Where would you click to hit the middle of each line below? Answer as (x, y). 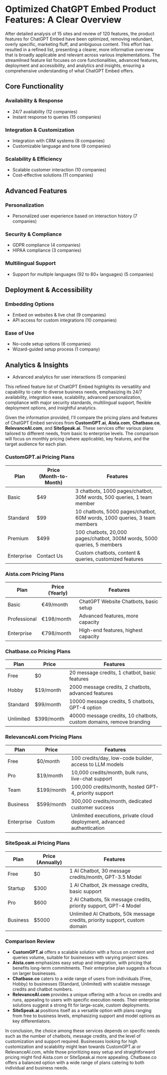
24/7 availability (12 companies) (45, 111)
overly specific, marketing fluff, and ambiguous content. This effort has (78, 44)
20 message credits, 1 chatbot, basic (113, 673)
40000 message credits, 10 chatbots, (114, 716)
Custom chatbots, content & (108, 553)
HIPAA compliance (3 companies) (47, 250)
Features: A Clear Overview (63, 20)
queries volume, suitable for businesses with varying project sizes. (81, 958)
